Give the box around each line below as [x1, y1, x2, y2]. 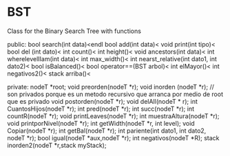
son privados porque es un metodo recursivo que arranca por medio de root [7, 90, 224, 98]
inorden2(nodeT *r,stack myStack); [7, 141, 107, 149]
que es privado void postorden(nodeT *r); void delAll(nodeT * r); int [7, 97, 198, 105]
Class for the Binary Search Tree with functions [7, 27, 141, 35]
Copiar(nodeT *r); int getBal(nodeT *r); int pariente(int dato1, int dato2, [7, 126, 207, 135]
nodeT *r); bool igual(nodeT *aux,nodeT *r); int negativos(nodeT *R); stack [7, 133, 220, 142]
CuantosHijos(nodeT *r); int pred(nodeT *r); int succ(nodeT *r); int [7, 104, 195, 113]
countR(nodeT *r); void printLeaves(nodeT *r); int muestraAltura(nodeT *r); [7, 111, 220, 120]
